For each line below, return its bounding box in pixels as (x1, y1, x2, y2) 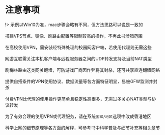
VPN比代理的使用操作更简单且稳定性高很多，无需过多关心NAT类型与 (13, 96, 152, 102)
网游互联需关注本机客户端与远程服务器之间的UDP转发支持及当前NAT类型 (5, 55, 152, 61)
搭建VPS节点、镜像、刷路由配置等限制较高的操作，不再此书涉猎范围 (5, 33, 143, 39)
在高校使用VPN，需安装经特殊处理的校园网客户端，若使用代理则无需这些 (5, 44, 152, 50)
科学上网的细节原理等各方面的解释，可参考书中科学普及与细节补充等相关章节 (5, 125, 160, 131)
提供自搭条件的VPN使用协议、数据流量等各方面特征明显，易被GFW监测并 (5, 78, 153, 84)
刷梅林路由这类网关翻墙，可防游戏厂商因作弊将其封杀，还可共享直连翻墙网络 (5, 67, 160, 73)
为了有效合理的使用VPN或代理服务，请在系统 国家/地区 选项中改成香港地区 (5, 113, 151, 119)
